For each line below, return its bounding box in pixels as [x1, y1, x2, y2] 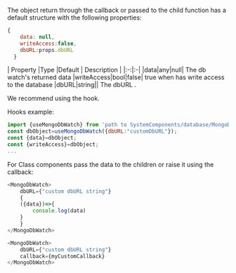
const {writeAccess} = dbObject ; [7, 141, 99, 148]
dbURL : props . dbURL [20, 46, 74, 53]
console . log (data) [32, 207, 86, 215]
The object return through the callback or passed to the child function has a [7, 6, 227, 14]
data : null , [20, 33, 55, 41]
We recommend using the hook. [7, 94, 100, 102]
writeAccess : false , [20, 40, 77, 47]
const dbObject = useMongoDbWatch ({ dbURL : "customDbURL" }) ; [7, 128, 178, 135]
